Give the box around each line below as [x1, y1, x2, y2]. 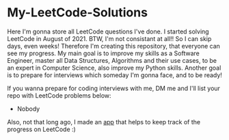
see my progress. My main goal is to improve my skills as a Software [7, 49, 200, 57]
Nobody [16, 104, 40, 113]
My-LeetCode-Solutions [7, 5, 148, 20]
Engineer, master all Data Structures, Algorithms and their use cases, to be [7, 56, 217, 64]
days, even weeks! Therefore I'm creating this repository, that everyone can [7, 42, 221, 50]
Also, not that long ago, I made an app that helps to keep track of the [7, 117, 200, 126]
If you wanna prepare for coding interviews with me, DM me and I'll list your [7, 84, 221, 92]
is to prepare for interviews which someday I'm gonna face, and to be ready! [7, 70, 222, 79]
